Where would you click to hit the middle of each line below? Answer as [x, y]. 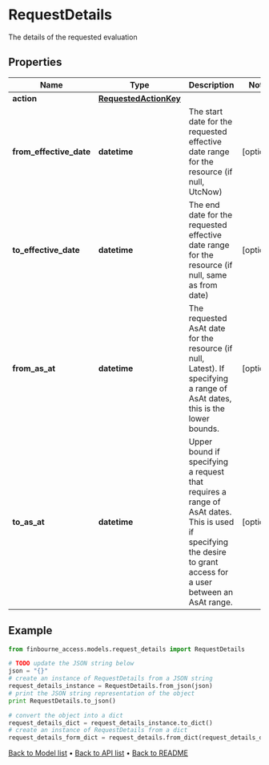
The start [206, 112]
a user [200, 582]
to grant [203, 562]
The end [204, 205]
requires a [207, 491]
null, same [208, 275]
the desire [207, 551]
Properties [35, 62]
